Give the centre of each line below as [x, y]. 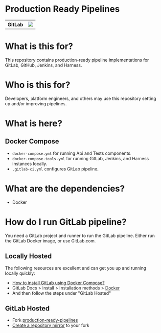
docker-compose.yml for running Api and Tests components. [72, 153]
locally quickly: [20, 273]
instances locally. [30, 164]
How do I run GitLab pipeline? [66, 222]
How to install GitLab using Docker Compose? [58, 283]
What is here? [34, 123]
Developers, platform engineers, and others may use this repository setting [81, 98]
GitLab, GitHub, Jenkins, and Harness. [44, 65]
